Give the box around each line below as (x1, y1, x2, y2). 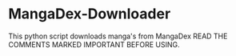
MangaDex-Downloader (8, 5, 171, 23)
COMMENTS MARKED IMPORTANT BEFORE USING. (8, 39, 180, 49)
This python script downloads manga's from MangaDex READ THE (8, 31, 228, 41)
